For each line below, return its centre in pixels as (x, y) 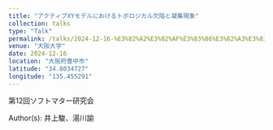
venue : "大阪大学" (37, 46)
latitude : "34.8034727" (49, 69)
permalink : (27, 39)
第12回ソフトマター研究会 (52, 100)
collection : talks (39, 24)
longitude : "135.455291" (50, 76)
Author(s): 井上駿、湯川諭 (52, 118)
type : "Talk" (30, 31)
